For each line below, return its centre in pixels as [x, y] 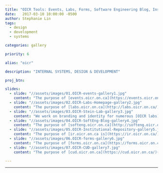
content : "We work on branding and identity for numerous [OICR [80, 116]
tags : [10, 23]
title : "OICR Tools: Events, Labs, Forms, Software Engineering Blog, [78, 9]
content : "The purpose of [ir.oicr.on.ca [56, 134]
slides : [13, 89]
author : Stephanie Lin [28, 18]
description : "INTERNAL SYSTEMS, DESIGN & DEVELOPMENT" [63, 71]
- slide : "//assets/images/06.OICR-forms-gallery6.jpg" [67, 139]
